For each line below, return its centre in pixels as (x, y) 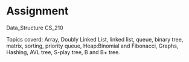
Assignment (37, 11)
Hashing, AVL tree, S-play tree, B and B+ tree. (63, 52)
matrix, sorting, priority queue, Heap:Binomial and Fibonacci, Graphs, (92, 46)
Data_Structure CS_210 (35, 28)
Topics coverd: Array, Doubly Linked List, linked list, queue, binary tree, (95, 39)
